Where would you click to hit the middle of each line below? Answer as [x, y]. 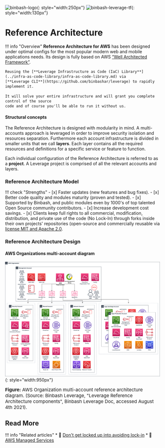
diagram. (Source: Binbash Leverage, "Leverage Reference [69, 396]
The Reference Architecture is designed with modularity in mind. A [72, 128]
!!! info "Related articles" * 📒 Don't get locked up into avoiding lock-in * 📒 [79, 435]
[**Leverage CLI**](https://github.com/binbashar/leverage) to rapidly [80, 81]
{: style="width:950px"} [29, 380]
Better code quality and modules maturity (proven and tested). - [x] [73, 197]
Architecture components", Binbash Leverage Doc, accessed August [79, 401]
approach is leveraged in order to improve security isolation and [90, 133]
